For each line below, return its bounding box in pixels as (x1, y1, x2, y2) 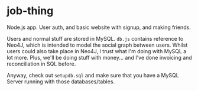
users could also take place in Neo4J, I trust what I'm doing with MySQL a (7, 47, 187, 54)
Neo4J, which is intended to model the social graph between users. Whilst (7, 41, 188, 48)
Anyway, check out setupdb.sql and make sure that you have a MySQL (7, 71, 179, 79)
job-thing (7, 4, 54, 18)
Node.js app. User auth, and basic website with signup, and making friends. (7, 24, 191, 31)
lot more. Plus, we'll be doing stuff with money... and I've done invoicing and (7, 54, 193, 61)
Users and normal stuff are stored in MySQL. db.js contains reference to (7, 35, 184, 42)
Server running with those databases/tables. (7, 78, 115, 85)
